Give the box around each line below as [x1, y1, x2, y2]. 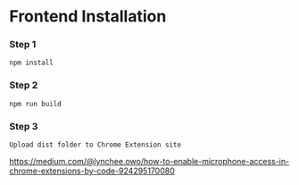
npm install [9, 58, 54, 68]
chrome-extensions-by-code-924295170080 [9, 165, 176, 176]
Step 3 [9, 120, 38, 132]
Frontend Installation [9, 6, 167, 27]
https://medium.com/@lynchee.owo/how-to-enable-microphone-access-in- [9, 156, 290, 167]
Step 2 [9, 79, 38, 91]
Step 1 [9, 38, 37, 51]
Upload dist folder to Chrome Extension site [9, 140, 181, 149]
